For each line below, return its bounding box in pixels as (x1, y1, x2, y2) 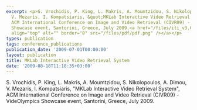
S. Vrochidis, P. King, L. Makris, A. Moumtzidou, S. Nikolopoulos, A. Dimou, (6, 79, 187, 86)
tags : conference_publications (6, 42, 83, 47)
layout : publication (6, 52, 57, 58)
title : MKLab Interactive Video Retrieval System (6, 57, 130, 63)
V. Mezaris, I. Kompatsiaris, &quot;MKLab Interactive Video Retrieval (11, 14, 191, 20)
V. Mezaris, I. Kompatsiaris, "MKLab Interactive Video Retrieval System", (6, 85, 180, 92)
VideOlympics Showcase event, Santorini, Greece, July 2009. (6, 98, 155, 105)
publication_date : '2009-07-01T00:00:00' (6, 47, 109, 53)
